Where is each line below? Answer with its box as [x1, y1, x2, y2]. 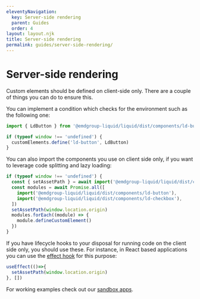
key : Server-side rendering [11, 14, 82, 20]
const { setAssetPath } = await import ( [11, 179, 113, 185]
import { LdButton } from [6, 123, 70, 129]
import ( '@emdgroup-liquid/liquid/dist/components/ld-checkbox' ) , [17, 195, 183, 201]
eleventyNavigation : [6, 8, 58, 15]
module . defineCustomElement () [17, 218, 92, 224]
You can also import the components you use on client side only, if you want [6, 155, 193, 163]
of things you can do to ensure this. [6, 94, 93, 101]
